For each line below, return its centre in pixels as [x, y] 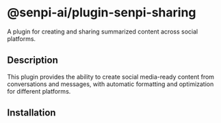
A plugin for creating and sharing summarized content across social [103, 31]
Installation [31, 113]
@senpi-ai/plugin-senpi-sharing [102, 13]
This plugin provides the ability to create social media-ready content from [110, 77]
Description [32, 60]
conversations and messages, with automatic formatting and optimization [110, 84]
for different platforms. [39, 91]
